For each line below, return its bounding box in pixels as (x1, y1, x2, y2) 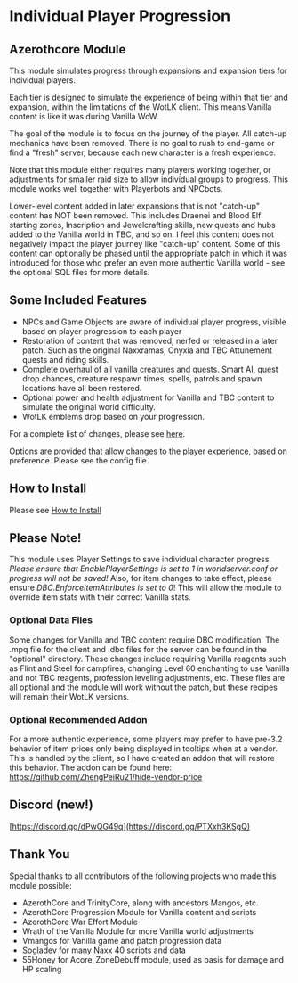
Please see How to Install (9, 504, 102, 515)
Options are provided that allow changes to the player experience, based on (9, 446, 287, 456)
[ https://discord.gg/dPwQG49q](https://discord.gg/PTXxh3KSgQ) (9, 821, 251, 831)
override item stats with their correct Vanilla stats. (9, 592, 191, 602)
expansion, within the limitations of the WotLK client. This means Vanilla (9, 102, 272, 112)
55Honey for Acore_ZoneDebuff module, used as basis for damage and (21, 954, 285, 964)
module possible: (9, 880, 73, 890)
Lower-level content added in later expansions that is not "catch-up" (9, 201, 261, 211)
